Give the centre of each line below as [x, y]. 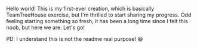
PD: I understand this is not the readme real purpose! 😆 [75, 39]
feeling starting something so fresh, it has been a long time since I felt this [97, 21]
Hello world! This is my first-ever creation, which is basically [80, 9]
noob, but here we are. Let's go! [46, 27]
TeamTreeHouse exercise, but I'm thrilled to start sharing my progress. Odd [99, 15]
